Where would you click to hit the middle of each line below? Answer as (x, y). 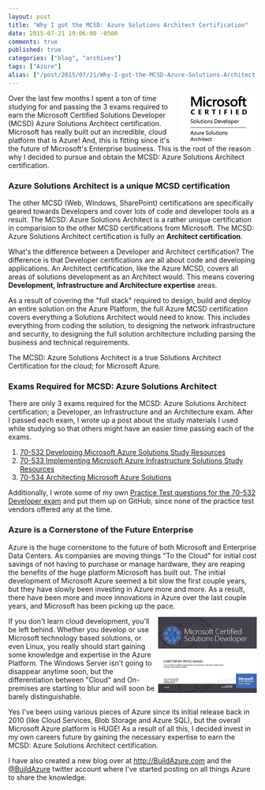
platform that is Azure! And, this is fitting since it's (89, 140)
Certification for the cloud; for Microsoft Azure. (84, 366)
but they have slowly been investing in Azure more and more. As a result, (127, 589)
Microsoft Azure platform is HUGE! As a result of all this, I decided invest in (129, 729)
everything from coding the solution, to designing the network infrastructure (132, 326)
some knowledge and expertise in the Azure (80, 654)
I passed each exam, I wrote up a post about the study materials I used (123, 420)
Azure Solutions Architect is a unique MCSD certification (119, 185)
